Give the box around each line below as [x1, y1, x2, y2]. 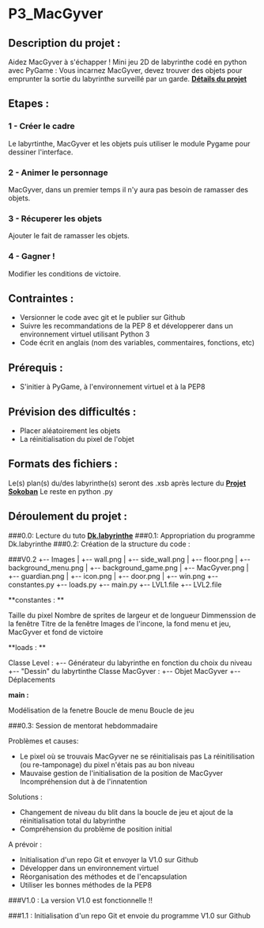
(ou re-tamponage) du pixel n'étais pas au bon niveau [19, 759, 195, 769]
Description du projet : [8, 36, 121, 50]
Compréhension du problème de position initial [19, 824, 172, 834]
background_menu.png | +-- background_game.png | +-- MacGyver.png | [8, 563, 249, 572]
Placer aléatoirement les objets [19, 426, 121, 435]
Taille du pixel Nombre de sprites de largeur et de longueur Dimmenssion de [8, 610, 257, 620]
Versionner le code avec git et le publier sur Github [19, 313, 186, 322]
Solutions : [8, 792, 43, 801]
